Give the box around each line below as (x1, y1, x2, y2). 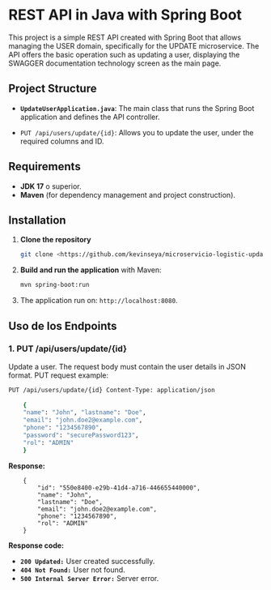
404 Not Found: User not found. (19, 565, 125, 575)
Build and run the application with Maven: (19, 265, 162, 275)
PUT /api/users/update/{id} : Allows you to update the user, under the (19, 127, 254, 137)
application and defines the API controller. (19, 112, 160, 122)
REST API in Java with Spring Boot (8, 6, 243, 24)
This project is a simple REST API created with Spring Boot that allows (8, 32, 241, 42)
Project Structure (8, 82, 97, 96)
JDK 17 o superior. (19, 181, 82, 191)
